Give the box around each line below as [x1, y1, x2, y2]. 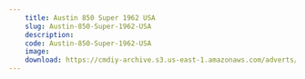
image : [25, 47, 50, 56]
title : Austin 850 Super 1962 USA [25, 13, 156, 23]
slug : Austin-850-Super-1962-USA [25, 22, 152, 31]
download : [25, 55, 63, 64]
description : [25, 30, 75, 39]
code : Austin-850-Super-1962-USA [25, 38, 152, 48]
